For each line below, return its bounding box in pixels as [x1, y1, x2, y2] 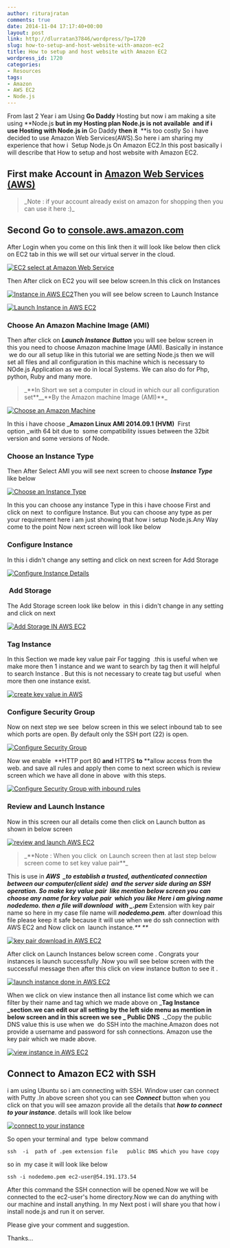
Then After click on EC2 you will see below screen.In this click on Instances [7, 276, 221, 285]
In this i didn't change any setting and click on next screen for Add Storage [7, 556, 219, 564]
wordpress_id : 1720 [7, 55, 63, 62]
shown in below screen [7, 825, 73, 833]
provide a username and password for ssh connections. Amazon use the [7, 1028, 213, 1036]
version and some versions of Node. [7, 434, 110, 442]
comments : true [7, 16, 51, 23]
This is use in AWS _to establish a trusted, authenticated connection [7, 872, 207, 880]
